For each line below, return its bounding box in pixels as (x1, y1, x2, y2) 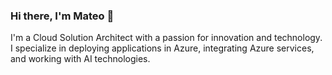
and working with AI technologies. (10, 53, 151, 65)
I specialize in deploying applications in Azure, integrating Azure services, (10, 42, 315, 54)
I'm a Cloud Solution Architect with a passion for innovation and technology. (10, 32, 323, 44)
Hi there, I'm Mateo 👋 (10, 9, 115, 23)
